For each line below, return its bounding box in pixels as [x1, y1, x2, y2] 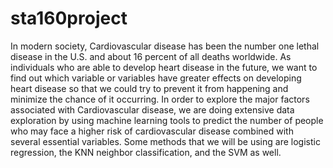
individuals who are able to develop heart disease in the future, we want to [10, 61, 318, 73]
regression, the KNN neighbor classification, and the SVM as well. [10, 146, 282, 158]
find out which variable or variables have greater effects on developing [10, 72, 302, 84]
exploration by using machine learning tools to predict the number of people [10, 114, 324, 126]
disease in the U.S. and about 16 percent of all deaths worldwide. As [10, 50, 292, 62]
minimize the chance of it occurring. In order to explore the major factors [10, 93, 310, 105]
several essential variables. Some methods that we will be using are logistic [10, 135, 321, 147]
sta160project [10, 7, 128, 30]
